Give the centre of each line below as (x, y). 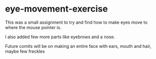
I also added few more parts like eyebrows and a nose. (60, 37)
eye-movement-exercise (56, 9)
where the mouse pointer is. (33, 27)
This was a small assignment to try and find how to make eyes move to (76, 22)
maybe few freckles (25, 51)
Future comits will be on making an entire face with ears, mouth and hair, (78, 46)
